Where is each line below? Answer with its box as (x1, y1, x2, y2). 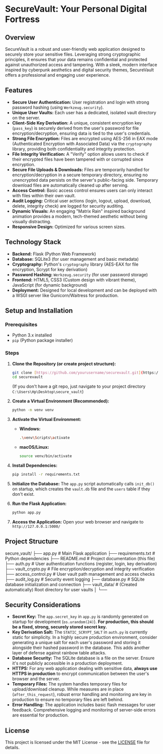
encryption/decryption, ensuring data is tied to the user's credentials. (12, 130, 152, 136)
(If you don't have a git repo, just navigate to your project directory (12, 383, 146, 389)
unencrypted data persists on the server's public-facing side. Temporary (12, 177, 158, 183)
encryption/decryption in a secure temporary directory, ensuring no (12, 172, 148, 178)
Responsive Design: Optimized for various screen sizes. (12, 224, 126, 230)
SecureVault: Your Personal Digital (5, 3, 147, 15)
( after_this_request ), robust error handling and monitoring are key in (12, 691, 152, 697)
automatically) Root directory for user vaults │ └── (5, 586, 108, 592)
